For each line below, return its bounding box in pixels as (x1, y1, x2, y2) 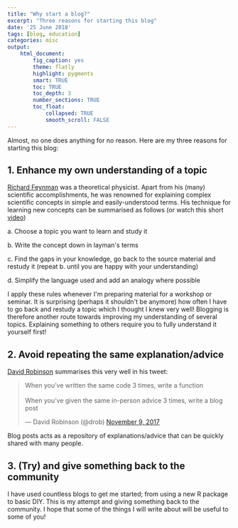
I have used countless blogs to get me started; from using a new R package (7, 490, 229, 499)
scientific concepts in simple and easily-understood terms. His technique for (7, 198, 231, 207)
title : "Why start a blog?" (7, 10, 91, 18)
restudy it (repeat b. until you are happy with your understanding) (7, 262, 199, 271)
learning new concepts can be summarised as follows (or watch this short (7, 206, 224, 214)
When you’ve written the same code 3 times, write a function (24, 381, 204, 390)
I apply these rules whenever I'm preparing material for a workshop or (7, 290, 212, 299)
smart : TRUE (33, 76, 69, 84)
